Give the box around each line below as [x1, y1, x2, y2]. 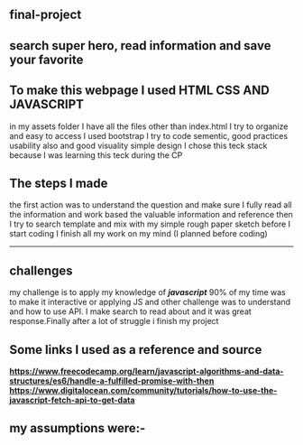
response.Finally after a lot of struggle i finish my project [9, 316, 219, 327]
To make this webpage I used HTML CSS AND [9, 83, 271, 98]
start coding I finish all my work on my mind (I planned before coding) [9, 228, 268, 239]
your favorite [9, 51, 84, 67]
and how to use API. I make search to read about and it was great [9, 306, 252, 317]
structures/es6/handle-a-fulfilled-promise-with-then [9, 375, 215, 386]
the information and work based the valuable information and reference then [9, 209, 293, 220]
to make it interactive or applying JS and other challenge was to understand [9, 297, 291, 308]
